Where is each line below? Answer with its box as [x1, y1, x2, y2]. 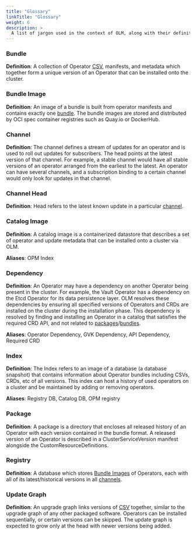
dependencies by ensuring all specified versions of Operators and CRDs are [6, 301, 189, 308]
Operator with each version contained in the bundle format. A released [6, 429, 176, 436]
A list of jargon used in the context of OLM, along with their [11, 30, 171, 36]
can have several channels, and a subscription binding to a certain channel [6, 169, 186, 176]
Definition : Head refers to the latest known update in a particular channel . [6, 203, 184, 210]
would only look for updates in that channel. [6, 175, 112, 182]
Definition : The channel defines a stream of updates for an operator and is [6, 144, 185, 151]
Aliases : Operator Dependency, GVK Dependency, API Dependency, [6, 331, 170, 338]
